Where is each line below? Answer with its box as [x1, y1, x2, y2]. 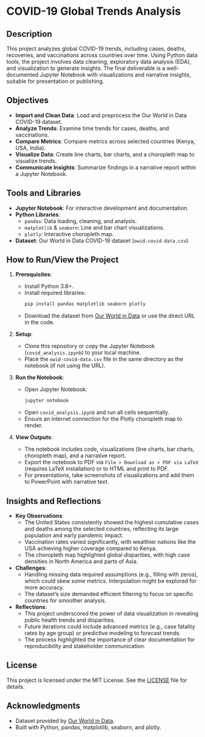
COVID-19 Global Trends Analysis [6, 4, 181, 18]
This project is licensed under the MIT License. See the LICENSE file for [6, 676, 188, 684]
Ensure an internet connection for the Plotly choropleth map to [24, 415, 182, 422]
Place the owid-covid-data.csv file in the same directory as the [24, 356, 184, 363]
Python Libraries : [15, 210, 60, 218]
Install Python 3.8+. [24, 283, 74, 290]
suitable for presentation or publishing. [6, 78, 104, 85]
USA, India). [15, 144, 46, 151]
